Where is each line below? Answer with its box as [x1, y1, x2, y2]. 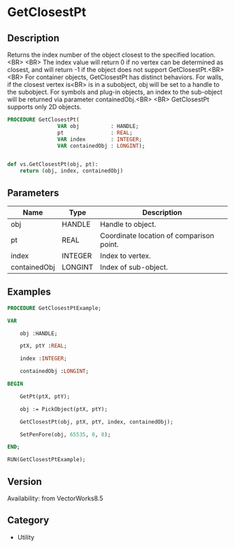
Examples [7, 286, 51, 298]
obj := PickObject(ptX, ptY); [20, 405, 108, 413]
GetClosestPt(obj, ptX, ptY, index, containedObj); [20, 418, 173, 426]
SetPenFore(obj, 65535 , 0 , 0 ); [20, 431, 111, 438]
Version [7, 475, 42, 487]
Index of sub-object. [100, 262, 169, 272]
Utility [17, 533, 35, 541]
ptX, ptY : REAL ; [20, 342, 68, 350]
